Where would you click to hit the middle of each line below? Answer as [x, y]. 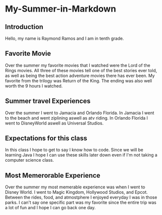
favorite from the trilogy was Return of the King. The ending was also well [79, 80]
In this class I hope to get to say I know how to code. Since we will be [74, 150]
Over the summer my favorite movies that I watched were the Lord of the [78, 65]
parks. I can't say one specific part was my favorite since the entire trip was [81, 202]
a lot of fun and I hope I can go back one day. [50, 208]
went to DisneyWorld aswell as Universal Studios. [54, 123]
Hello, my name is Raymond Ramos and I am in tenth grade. [65, 38]
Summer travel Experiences [48, 101]
